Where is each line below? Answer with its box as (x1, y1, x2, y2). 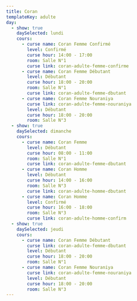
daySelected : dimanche (16, 128, 72, 135)
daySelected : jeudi (16, 226, 64, 232)
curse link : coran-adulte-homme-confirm (27, 216, 127, 221)
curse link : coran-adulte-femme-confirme (27, 63, 129, 69)
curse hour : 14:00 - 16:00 (27, 177, 93, 183)
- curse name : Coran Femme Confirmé (21, 42, 111, 47)
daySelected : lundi (16, 30, 64, 36)
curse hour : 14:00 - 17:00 (27, 52, 93, 58)
